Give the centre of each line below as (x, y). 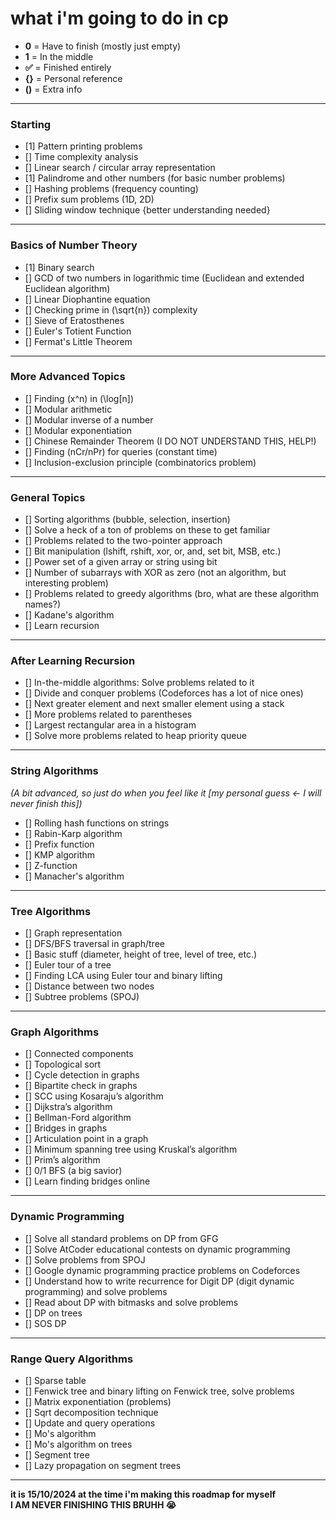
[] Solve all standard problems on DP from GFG (121, 1238)
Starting (31, 124)
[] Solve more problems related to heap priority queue (135, 736)
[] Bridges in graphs (66, 1128)
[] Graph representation (73, 933)
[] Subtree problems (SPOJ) (82, 997)
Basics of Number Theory (74, 245)
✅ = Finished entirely (68, 67)
